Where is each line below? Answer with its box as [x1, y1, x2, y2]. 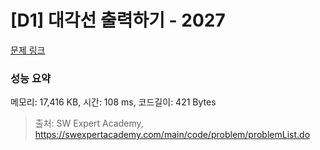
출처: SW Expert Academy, [34, 117, 144, 130]
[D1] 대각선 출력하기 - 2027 [10, 9, 226, 32]
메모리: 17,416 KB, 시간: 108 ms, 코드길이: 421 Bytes [10, 96, 217, 108]
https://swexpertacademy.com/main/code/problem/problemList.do [34, 129, 311, 141]
